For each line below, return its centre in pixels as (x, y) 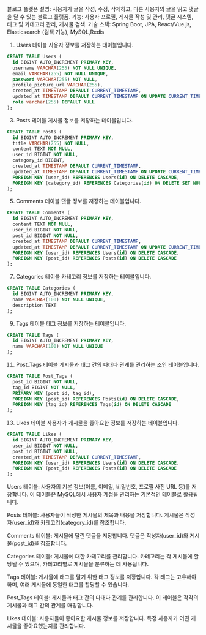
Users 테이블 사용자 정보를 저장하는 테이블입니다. (75, 45)
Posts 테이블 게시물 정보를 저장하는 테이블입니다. (74, 120)
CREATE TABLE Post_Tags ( (40, 376)
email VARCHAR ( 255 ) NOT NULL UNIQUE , (61, 73)
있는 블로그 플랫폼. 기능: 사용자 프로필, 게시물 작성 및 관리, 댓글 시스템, (110, 17)
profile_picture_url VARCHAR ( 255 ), (58, 85)
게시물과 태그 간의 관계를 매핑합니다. (50, 606)
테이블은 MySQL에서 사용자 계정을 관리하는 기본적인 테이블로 (109, 494)
